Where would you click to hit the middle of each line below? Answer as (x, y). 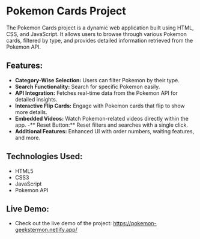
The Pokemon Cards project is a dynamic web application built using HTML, (100, 28)
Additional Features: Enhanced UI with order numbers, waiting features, (105, 131)
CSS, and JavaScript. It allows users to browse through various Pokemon (97, 34)
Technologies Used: (44, 156)
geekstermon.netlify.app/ (46, 230)
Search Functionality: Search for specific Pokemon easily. (87, 86)
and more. (28, 138)
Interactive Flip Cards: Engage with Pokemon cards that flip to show (100, 106)
